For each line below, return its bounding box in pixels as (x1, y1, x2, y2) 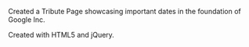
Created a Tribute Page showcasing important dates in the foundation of (8, 7, 241, 16)
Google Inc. (8, 15, 45, 24)
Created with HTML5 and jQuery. (8, 31, 115, 39)
